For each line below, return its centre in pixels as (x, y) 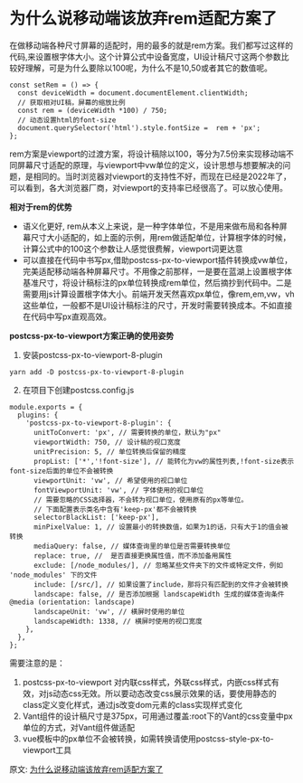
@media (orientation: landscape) (72, 602)
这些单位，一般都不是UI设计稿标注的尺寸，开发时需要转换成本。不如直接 (157, 305)
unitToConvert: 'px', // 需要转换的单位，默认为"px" (127, 432)
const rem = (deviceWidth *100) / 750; (93, 110)
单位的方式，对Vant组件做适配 (79, 727)
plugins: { (38, 415)
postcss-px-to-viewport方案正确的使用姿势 (92, 335)
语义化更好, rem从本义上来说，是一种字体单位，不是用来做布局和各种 (151, 226)
